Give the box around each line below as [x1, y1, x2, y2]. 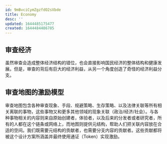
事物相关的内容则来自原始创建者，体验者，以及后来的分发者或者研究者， [9, 115, 158, 121]
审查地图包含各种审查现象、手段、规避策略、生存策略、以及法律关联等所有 [5, 102, 158, 108]
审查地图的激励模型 [5, 88, 64, 97]
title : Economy [5, 12, 37, 17]
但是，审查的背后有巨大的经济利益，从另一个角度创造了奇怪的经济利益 [13, 66, 158, 72]
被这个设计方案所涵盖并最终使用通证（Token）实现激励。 [5, 133, 123, 140]
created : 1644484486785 [5, 26, 55, 31]
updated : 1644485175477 [5, 21, 55, 26]
